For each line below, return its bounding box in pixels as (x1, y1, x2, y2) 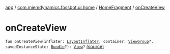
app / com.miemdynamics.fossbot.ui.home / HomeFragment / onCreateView (5, 5, 165, 10)
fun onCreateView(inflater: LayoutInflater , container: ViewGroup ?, (5, 39, 154, 44)
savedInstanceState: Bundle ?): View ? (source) (5, 43, 104, 49)
